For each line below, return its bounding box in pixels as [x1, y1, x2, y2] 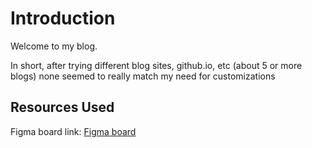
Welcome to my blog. [10, 40, 98, 52]
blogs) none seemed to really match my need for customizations [10, 70, 276, 82]
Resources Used [10, 99, 115, 116]
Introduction [10, 7, 116, 30]
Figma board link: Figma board [10, 125, 137, 137]
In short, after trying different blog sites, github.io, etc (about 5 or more [10, 59, 303, 71]
